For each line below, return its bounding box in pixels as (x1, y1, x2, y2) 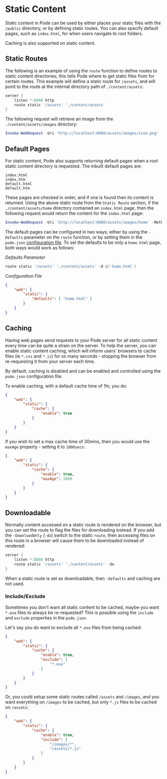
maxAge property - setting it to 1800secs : (5, 444, 85, 450)
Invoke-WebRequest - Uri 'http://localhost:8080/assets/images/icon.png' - (5, 131, 164, 136)
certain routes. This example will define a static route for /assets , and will (5, 78, 156, 84)
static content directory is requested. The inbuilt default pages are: (5, 163, 142, 169)
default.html (5, 181, 32, 186)
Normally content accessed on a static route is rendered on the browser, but (5, 522, 162, 528)
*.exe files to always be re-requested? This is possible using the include (5, 610, 154, 616)
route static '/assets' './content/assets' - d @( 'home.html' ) (5, 264, 137, 269)
